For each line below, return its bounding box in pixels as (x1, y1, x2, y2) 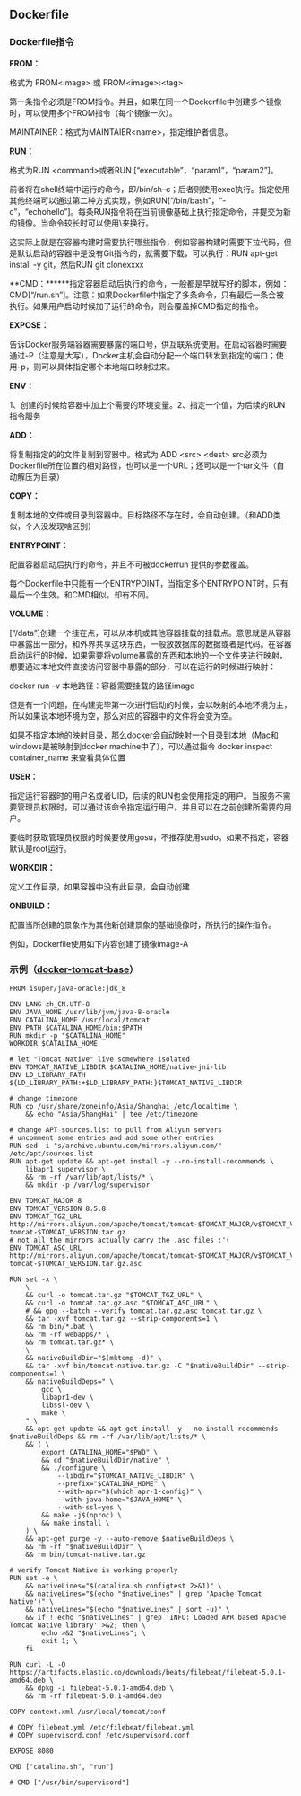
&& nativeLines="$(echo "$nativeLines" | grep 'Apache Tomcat (25, 1589, 262, 1598)
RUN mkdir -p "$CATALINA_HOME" (9, 1031, 126, 1040)
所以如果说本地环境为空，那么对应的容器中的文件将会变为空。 (9, 710, 237, 721)
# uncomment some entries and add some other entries (9, 1133, 215, 1142)
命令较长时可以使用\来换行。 (47, 217, 154, 228)
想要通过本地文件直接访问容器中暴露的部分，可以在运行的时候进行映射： (9, 660, 276, 672)
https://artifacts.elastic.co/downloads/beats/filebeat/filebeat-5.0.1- (9, 1668, 287, 1677)
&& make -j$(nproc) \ (41, 1510, 123, 1519)
